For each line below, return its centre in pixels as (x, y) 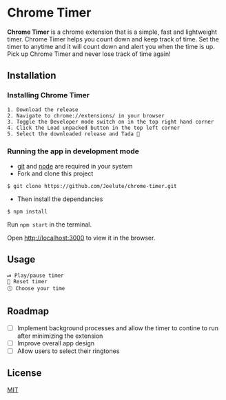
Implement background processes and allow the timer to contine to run (118, 328)
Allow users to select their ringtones (68, 351)
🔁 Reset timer (28, 281)
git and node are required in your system (75, 166)
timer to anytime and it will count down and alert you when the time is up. (111, 46)
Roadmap (28, 311)
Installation (32, 76)
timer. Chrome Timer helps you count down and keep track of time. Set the (113, 39)
